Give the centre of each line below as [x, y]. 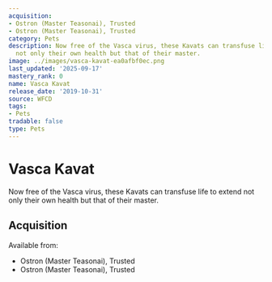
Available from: [33, 245]
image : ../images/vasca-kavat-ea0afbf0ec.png [86, 62]
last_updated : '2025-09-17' [56, 69]
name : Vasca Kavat [39, 83]
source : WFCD [30, 99]
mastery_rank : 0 [36, 76]
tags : [17, 106]
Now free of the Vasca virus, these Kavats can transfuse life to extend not [132, 191]
